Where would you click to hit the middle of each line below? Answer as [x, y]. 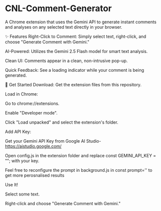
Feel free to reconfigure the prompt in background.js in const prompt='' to [79, 170]
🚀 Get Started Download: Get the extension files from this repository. [73, 84]
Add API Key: [18, 131]
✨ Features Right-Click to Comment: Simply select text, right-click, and [76, 36]
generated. [16, 75]
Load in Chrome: [22, 94]
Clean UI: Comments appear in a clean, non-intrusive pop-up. [66, 61]
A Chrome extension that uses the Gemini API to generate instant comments [81, 22]
